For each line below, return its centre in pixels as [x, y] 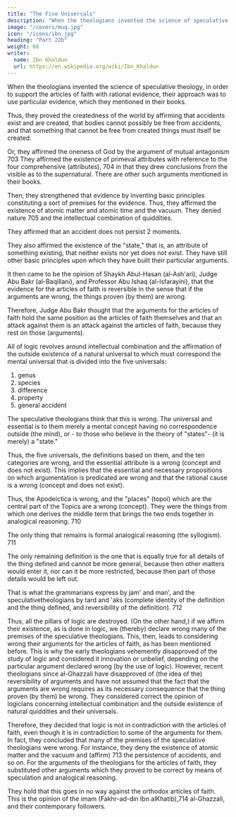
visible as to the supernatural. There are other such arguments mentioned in [118, 174]
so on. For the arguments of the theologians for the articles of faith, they [112, 762]
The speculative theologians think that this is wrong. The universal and [110, 418]
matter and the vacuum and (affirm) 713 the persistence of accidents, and [114, 755]
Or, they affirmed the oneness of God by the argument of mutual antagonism [118, 151]
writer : [19, 54]
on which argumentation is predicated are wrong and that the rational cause [117, 477]
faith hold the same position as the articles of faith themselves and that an [114, 317]
